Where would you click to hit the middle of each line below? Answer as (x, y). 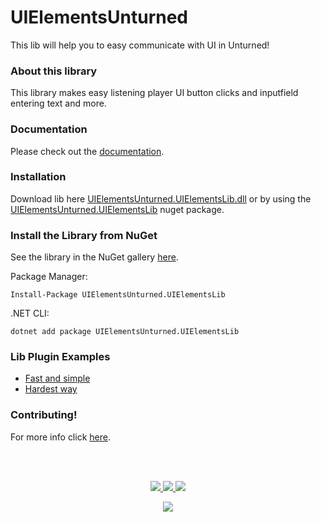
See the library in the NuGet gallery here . (94, 257)
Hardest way (51, 389)
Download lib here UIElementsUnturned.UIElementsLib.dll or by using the (161, 198)
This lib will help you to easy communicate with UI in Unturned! (140, 45)
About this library (54, 71)
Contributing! (44, 415)
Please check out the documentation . (87, 151)
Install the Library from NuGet (84, 235)
